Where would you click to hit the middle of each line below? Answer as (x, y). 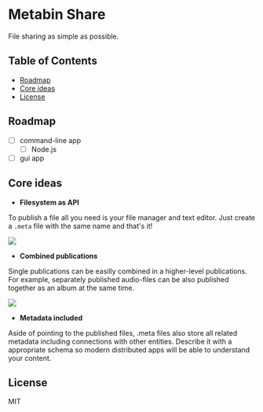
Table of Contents (53, 61)
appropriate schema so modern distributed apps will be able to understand (129, 349)
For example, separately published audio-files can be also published (119, 279)
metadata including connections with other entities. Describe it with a (120, 341)
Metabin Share (57, 15)
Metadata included (51, 318)
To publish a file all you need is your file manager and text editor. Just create (131, 217)
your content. (30, 358)
